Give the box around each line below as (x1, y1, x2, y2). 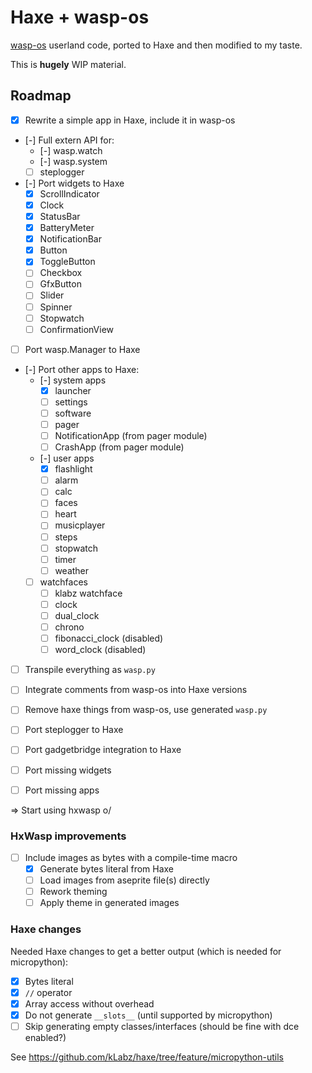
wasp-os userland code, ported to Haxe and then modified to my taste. (10, 39, 303, 51)
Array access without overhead (24, 997, 155, 1010)
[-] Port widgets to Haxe (24, 177, 125, 189)
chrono (54, 621, 85, 633)
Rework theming (39, 886, 108, 898)
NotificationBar (39, 233, 102, 245)
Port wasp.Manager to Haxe (24, 343, 141, 355)
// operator (24, 986, 73, 998)
